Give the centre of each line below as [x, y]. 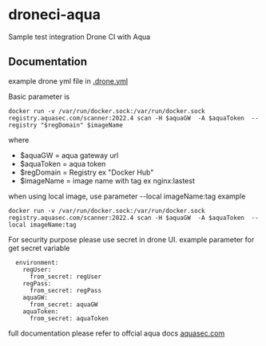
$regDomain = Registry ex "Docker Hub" [87, 172]
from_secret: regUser [66, 277]
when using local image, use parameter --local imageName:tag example [127, 196]
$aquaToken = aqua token [63, 163]
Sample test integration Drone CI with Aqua [79, 37]
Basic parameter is [39, 96]
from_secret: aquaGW [64, 305]
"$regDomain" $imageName [82, 125]
